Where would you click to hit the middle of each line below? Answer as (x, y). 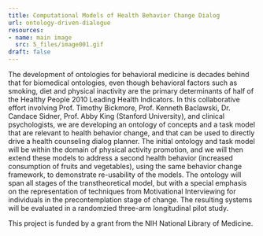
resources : (26, 30)
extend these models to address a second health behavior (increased (121, 158)
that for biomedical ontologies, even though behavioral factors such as (123, 83)
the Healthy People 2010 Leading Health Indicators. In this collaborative (124, 100)
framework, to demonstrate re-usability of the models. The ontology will (125, 175)
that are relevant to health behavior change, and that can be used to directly (131, 133)
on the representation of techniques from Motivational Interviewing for (122, 191)
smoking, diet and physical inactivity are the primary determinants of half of (131, 91)
